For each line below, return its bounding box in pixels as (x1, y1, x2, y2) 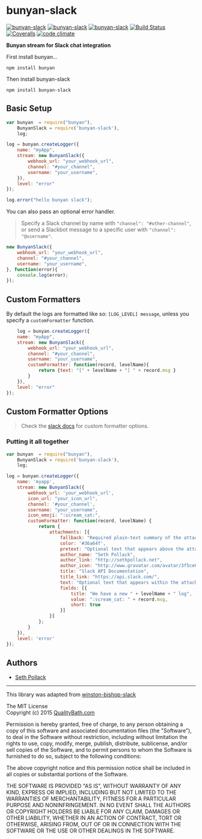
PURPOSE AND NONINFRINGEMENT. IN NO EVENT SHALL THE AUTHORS (6, 802, 191, 809)
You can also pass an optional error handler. (6, 208, 115, 215)
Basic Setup (6, 104, 52, 114)
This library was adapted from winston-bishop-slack (6, 691, 136, 698)
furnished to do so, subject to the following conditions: (6, 753, 141, 760)
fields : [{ (60, 585, 87, 591)
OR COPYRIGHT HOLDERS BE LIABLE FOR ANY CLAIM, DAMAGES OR (6, 808, 180, 816)
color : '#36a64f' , (60, 540, 106, 546)
